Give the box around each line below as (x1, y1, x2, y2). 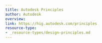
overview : (5, 16, 26, 21)
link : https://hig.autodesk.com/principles (5, 21, 97, 26)
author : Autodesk (5, 12, 41, 17)
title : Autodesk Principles (5, 7, 64, 12)
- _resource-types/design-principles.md (5, 30, 91, 35)
